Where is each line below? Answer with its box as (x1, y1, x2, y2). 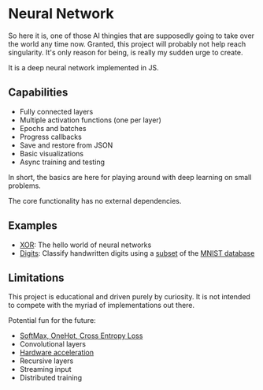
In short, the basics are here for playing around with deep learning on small (8, 172, 252, 182)
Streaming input (19, 365, 72, 374)
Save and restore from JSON (19, 140, 113, 150)
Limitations (8, 271, 65, 284)
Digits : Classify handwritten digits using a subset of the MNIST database (19, 248, 255, 257)
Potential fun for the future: (8, 316, 96, 325)
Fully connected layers (19, 107, 94, 116)
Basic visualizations (19, 148, 84, 158)
